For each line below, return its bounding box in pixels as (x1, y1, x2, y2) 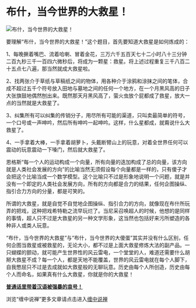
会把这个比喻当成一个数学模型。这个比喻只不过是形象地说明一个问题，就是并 (6, 173, 190, 180)
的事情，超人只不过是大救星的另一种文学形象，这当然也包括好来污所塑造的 (6, 214, 185, 222)
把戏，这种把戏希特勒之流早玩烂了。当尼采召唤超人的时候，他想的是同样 (16, 207, 190, 214)
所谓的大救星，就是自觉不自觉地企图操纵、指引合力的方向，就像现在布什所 (6, 199, 185, 207)
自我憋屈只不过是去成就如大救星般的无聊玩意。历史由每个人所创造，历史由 (6, 263, 185, 270)
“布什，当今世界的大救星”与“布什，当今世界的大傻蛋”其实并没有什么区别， (6, 234, 184, 241)
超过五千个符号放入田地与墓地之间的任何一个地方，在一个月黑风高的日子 (16, 85, 190, 92)
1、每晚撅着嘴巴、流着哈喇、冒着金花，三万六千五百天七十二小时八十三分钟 (6, 50, 187, 57)
